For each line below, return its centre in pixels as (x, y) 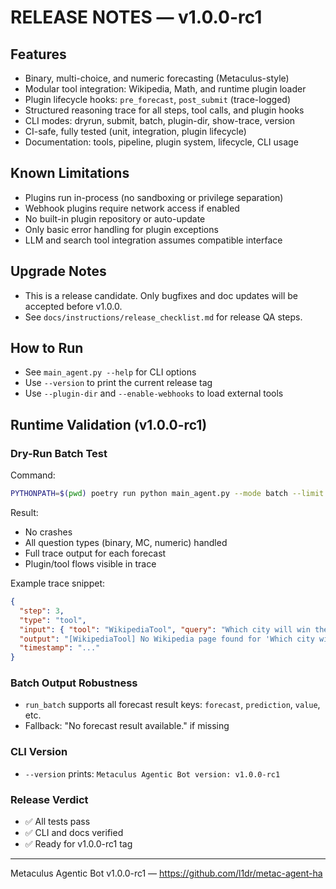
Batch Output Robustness (74, 683)
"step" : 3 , (42, 611)
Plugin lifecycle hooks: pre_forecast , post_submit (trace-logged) (158, 99)
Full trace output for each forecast (95, 553)
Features (38, 54)
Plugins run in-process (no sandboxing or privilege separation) (154, 197)
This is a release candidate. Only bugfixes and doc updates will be (161, 295)
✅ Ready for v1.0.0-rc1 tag (78, 844)
